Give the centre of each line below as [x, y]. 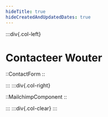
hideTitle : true [26, 12]
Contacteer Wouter [54, 58]
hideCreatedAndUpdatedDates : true [48, 17]
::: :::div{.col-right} [28, 86]
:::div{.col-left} [23, 34]
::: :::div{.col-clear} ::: [31, 108]
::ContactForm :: [25, 74]
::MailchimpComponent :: [36, 97]
